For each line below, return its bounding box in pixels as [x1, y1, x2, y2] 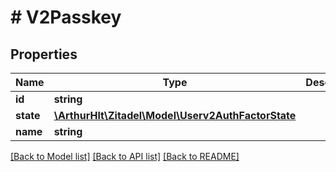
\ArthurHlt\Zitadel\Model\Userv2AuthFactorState [53, 109, 297, 122]
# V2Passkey [10, 6, 122, 29]
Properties [10, 46, 78, 63]
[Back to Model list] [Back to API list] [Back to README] [10, 151, 240, 162]
